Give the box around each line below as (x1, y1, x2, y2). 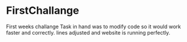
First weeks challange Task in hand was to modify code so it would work (6, 23, 181, 30)
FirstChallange (6, 4, 79, 17)
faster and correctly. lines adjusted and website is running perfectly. (6, 29, 171, 36)
